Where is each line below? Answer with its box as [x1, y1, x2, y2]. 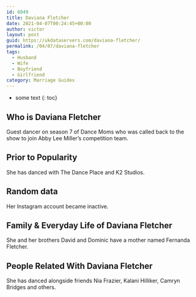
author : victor [6, 26, 45, 32]
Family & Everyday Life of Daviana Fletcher [6, 220, 173, 230]
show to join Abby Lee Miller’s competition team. [6, 134, 129, 141]
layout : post [6, 32, 40, 38]
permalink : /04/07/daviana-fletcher [6, 43, 100, 50]
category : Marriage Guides [6, 77, 75, 83]
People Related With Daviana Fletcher [6, 261, 153, 271]
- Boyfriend [12, 66, 43, 72]
